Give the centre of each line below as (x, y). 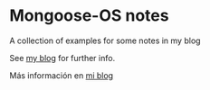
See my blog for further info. (62, 58)
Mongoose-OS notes (89, 16)
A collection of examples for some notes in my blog (105, 40)
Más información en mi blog (62, 75)
